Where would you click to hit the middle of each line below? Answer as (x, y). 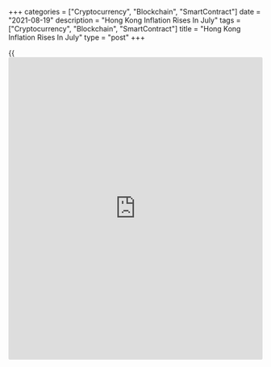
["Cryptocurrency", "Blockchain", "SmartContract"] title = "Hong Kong (125, 29)
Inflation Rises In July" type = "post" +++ (77, 37)
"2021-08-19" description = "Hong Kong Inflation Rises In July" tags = (125, 20)
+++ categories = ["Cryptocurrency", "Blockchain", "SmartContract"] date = (135, 12)
